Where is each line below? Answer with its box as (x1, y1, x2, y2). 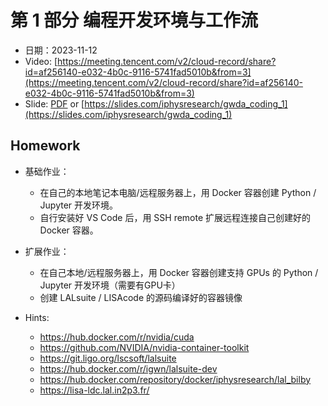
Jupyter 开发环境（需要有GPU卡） (39, 279, 181, 291)
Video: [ (24, 55, 58, 67)
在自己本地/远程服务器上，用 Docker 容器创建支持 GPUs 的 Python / (39, 266, 319, 278)
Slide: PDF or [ (24, 97, 85, 110)
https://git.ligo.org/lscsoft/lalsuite (39, 352, 177, 364)
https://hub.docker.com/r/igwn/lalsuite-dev (39, 362, 218, 375)
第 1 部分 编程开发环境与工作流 (10, 9, 258, 32)
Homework (10, 137, 81, 155)
